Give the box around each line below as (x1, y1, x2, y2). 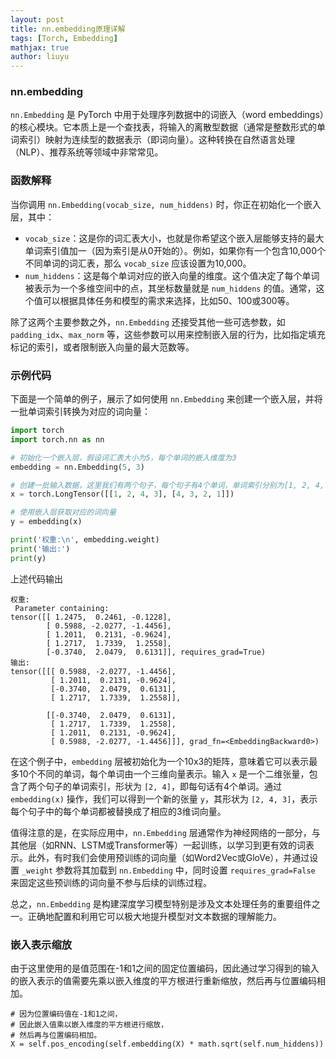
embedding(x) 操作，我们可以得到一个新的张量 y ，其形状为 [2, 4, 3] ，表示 (10, 792, 318, 805)
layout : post (10, 14, 65, 25)
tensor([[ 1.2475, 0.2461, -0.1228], (10, 612, 172, 622)
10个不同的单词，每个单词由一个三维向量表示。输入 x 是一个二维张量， (18, 767, 310, 780)
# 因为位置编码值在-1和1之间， (10, 1009, 123, 1019)
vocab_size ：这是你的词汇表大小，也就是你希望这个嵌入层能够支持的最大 (24, 232, 325, 244)
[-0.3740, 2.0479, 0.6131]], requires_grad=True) (46, 647, 267, 657)
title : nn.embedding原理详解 (10, 24, 126, 34)
